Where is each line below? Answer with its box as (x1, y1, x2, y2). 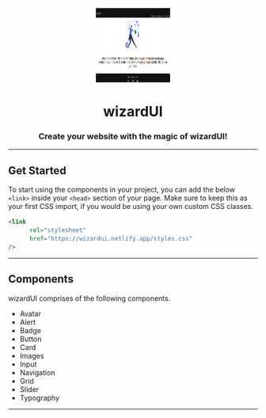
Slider (19, 384, 40, 394)
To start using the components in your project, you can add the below (8, 185, 236, 195)
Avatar (19, 309, 41, 318)
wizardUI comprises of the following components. (8, 293, 171, 303)
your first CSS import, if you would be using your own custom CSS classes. (8, 202, 253, 211)
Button (19, 334, 42, 344)
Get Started (8, 164, 66, 177)
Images (19, 351, 44, 360)
